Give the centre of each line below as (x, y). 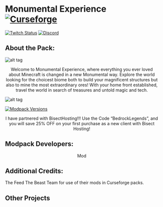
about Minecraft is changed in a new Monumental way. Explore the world (82, 75)
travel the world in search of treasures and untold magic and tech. (82, 90)
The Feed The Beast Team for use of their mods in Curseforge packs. (75, 183)
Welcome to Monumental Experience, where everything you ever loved (82, 69)
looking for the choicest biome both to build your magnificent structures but (82, 79)
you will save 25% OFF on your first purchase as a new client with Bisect (82, 123)
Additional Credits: (34, 171)
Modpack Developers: (39, 144)
